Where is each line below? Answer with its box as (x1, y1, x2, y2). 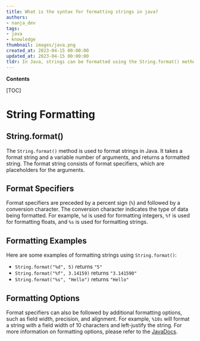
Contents (6, 75, 30, 82)
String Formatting (6, 107, 95, 121)
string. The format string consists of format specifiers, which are (6, 159, 165, 167)
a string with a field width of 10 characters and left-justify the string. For (6, 321, 182, 328)
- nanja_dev (6, 20, 36, 26)
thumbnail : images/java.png (6, 42, 76, 48)
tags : (6, 25, 20, 32)
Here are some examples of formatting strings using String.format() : (6, 251, 177, 259)
